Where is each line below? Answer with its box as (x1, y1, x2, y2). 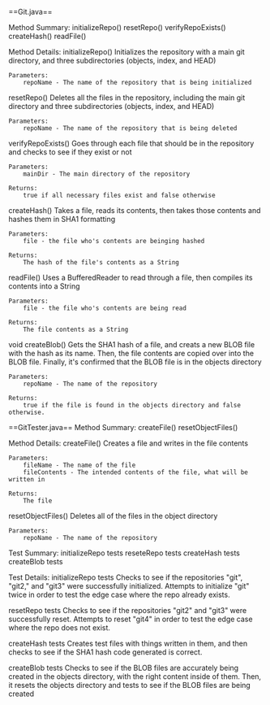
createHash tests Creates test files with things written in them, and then (8, 638, 248, 648)
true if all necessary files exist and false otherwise (23, 191, 216, 199)
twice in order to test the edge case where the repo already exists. (8, 590, 230, 599)
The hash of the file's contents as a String (23, 259, 180, 267)
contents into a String (8, 281, 80, 291)
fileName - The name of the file (23, 461, 136, 469)
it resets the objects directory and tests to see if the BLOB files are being (8, 681, 251, 690)
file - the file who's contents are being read (23, 304, 186, 312)
